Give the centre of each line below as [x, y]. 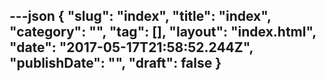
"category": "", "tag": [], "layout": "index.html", [163, 32]
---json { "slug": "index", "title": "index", [140, 16]
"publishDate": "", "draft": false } [115, 63]
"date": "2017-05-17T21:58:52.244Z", [131, 47]
